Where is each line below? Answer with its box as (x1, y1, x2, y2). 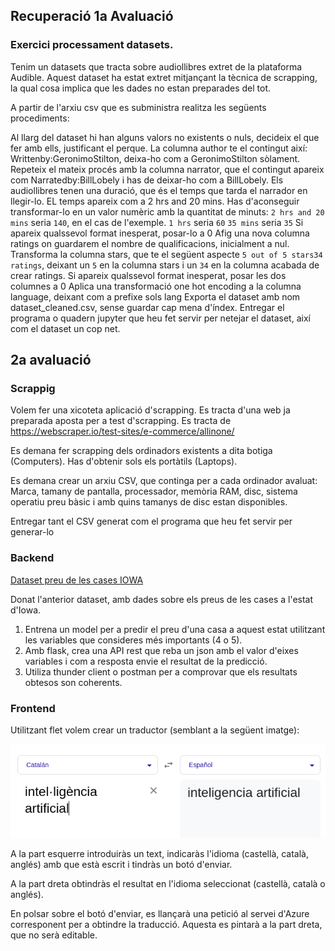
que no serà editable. (10, 929, 98, 941)
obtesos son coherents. (24, 676, 123, 688)
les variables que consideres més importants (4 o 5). (24, 634, 243, 646)
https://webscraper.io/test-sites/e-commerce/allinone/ (10, 425, 235, 438)
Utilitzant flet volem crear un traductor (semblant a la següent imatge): (10, 724, 300, 736)
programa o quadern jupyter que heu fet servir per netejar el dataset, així (10, 312, 311, 324)
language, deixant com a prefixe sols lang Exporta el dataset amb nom (10, 290, 301, 303)
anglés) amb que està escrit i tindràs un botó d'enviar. (10, 859, 233, 871)
